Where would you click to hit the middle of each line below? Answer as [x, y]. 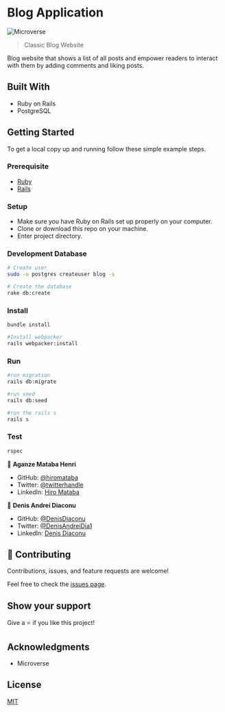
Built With [28, 87]
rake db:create [29, 293]
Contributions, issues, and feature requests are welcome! [88, 571]
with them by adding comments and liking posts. [75, 65]
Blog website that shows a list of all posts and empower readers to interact [113, 58]
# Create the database [39, 287]
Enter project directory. [50, 236]
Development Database [47, 254]
